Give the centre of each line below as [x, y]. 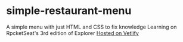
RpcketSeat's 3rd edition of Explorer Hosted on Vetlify [72, 33]
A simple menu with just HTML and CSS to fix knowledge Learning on [91, 27]
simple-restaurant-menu [69, 11]
